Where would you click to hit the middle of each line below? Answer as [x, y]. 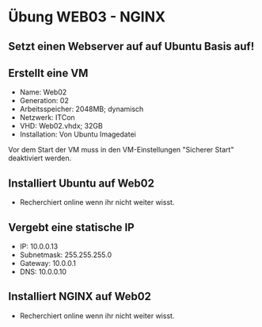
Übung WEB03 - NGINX [87, 17]
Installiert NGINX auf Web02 [80, 296]
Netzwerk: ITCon [47, 117]
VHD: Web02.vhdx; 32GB [61, 126]
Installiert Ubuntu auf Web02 [81, 183]
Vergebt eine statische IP [71, 227]
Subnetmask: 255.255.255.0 [66, 255]
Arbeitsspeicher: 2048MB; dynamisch [82, 109]
